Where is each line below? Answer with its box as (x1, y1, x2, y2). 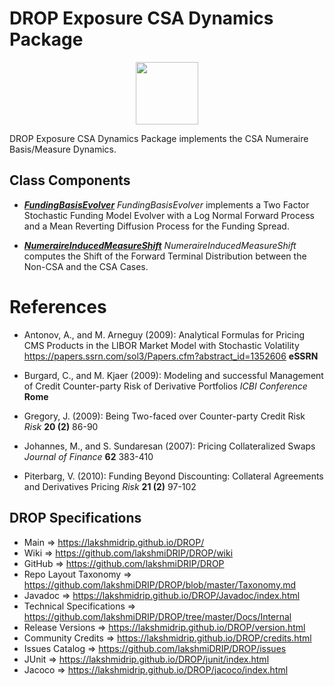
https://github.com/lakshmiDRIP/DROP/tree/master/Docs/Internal (23, 610, 292, 622)
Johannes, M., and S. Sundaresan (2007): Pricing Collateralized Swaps (23, 440, 316, 452)
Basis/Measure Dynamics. (9, 143, 117, 155)
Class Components (9, 172, 131, 189)
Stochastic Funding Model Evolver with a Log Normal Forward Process (23, 209, 315, 221)
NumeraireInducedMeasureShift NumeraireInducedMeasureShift (23, 239, 297, 251)
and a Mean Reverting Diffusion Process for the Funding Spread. (23, 220, 290, 232)
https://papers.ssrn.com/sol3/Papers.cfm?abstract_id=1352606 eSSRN (23, 350, 319, 362)
